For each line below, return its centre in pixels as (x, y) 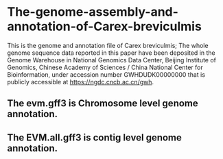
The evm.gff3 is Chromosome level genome (103, 103)
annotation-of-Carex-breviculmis (105, 26)
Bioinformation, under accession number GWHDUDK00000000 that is (106, 74)
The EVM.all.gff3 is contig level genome (94, 137)
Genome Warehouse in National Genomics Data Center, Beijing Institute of (112, 60)
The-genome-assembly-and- (93, 12)
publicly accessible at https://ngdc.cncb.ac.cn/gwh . (81, 82)
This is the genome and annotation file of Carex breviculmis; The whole (108, 45)
